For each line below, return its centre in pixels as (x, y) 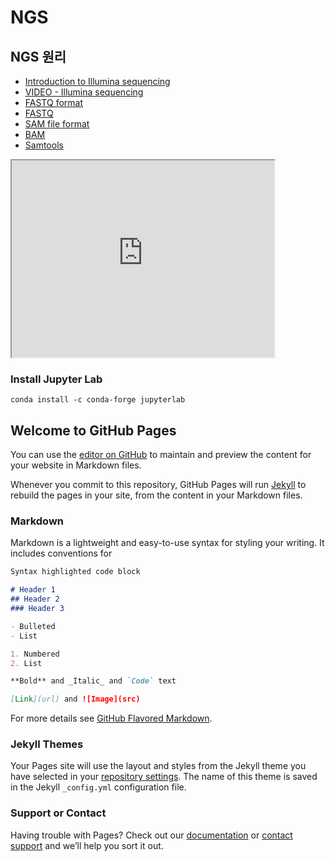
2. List (26, 663)
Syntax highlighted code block (75, 572)
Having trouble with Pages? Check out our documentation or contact (151, 835)
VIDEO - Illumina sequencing (84, 92)
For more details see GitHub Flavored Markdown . (111, 718)
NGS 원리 (38, 56)
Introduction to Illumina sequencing (97, 81)
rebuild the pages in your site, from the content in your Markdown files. (156, 495)
